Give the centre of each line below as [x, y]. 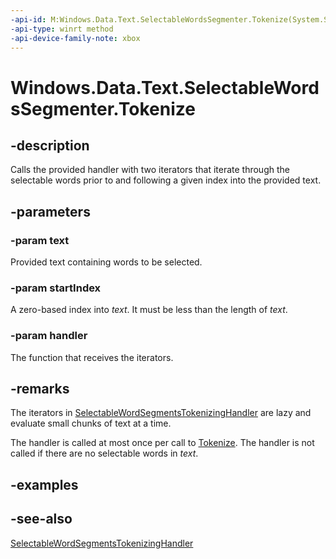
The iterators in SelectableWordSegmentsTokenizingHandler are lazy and [161, 413]
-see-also [41, 519]
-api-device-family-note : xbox [75, 38]
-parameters [50, 211]
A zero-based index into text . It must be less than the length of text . [149, 310]
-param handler [49, 336]
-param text [40, 240]
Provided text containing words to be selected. [106, 262]
